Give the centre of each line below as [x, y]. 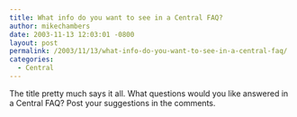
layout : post [34, 43]
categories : [31, 59]
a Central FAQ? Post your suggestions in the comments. [112, 103]
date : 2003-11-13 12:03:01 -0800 [72, 34]
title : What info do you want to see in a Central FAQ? [116, 18]
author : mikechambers [50, 26]
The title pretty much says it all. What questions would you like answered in [149, 93]
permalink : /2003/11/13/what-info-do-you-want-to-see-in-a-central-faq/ [148, 51]
